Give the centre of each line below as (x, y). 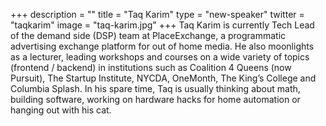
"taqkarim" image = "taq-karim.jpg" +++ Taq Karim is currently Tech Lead (162, 25)
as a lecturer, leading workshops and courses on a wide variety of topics (160, 57)
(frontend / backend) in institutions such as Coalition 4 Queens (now (151, 67)
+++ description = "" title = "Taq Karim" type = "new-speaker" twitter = (157, 14)
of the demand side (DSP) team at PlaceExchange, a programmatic (148, 35)
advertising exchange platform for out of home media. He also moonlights (162, 46)
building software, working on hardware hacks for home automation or (155, 99)
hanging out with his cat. (61, 110)
